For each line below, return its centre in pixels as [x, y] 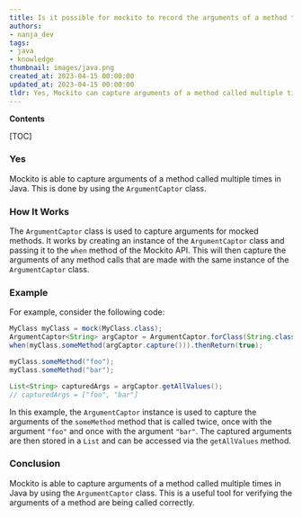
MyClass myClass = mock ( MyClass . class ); [86, 329]
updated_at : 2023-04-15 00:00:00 [72, 85]
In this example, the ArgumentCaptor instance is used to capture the [133, 412]
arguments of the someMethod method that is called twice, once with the [141, 421]
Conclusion [35, 464]
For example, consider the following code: [87, 312]
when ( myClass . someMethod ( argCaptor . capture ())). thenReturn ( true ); [136, 346]
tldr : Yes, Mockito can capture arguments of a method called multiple [146, 93]
